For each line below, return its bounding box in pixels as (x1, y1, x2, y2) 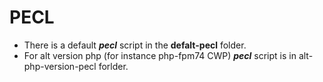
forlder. (98, 60, 129, 72)
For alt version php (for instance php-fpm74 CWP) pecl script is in (23, 49, 297, 61)
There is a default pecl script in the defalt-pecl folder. (23, 39, 247, 51)
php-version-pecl (23, 60, 97, 72)
